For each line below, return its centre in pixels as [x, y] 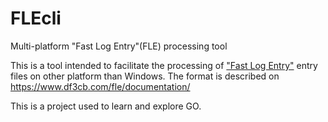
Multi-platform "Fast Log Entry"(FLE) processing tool [119, 46]
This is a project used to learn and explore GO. [106, 106]
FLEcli [36, 18]
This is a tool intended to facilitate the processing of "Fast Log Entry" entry [164, 65]
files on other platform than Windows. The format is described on [145, 76]
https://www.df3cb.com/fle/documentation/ [100, 86]
